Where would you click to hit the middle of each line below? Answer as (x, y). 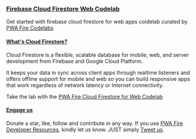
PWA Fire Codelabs (30, 28)
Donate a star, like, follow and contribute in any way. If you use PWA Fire (95, 123)
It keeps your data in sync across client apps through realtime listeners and (98, 72)
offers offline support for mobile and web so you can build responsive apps (98, 79)
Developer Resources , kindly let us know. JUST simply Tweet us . (85, 130)
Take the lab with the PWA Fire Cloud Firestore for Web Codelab (85, 96)
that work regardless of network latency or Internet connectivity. (85, 85)
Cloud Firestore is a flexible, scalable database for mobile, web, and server (97, 54)
